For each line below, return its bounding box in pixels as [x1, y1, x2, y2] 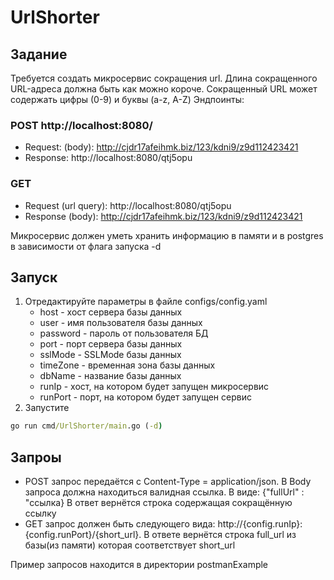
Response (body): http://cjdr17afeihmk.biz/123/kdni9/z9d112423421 [24, 210, 303, 222]
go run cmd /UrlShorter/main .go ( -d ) [10, 421, 163, 431]
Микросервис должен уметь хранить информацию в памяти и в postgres [10, 229, 324, 241]
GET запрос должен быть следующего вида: [24, 518, 216, 530]
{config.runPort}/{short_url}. [24, 529, 142, 541]
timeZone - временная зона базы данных [39, 359, 216, 371]
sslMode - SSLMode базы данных [39, 349, 182, 361]
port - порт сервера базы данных [39, 338, 183, 350]
